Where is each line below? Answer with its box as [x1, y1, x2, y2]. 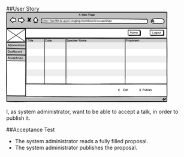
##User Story [6, 5, 40, 12]
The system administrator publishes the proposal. [14, 144, 138, 152]
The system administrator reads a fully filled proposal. [14, 138, 149, 145]
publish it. [6, 114, 31, 122]
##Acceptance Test [6, 126, 55, 134]
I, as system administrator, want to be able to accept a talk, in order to [6, 108, 179, 116]
